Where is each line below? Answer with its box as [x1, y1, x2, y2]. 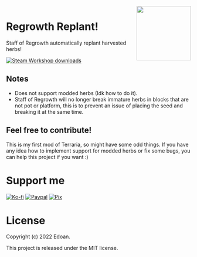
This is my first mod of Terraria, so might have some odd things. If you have [6, 141, 189, 148]
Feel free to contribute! [6, 126, 92, 136]
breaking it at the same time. [14, 108, 84, 115]
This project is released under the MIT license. [6, 245, 118, 252]
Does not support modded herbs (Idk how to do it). [14, 89, 138, 96]
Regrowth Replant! [6, 20, 98, 33]
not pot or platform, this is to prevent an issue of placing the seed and [14, 102, 184, 109]
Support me [6, 174, 65, 187]
